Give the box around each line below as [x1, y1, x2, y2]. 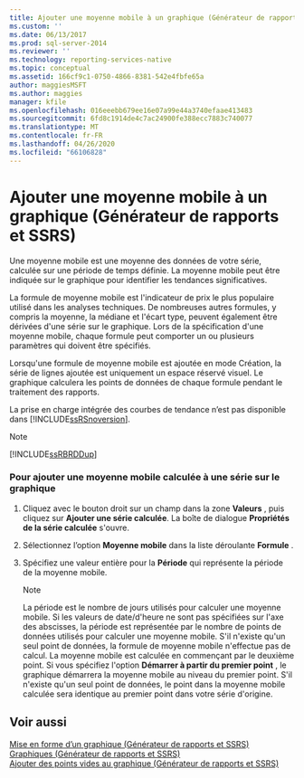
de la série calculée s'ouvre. [22, 522, 129, 533]
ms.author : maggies [9, 89, 83, 98]
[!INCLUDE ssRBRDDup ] [9, 449, 98, 460]
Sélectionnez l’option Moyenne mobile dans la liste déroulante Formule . [22, 539, 294, 550]
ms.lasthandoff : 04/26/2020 [9, 139, 116, 148]
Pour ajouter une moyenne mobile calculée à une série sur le [9, 471, 280, 484]
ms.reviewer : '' [9, 47, 71, 56]
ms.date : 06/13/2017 [9, 30, 88, 39]
